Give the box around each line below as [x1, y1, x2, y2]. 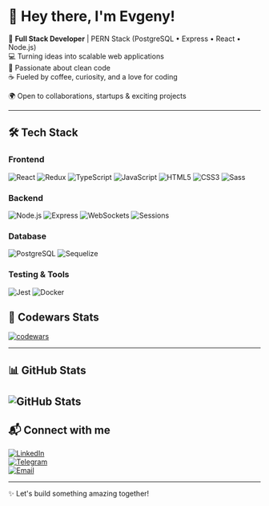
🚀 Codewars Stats [8, 310, 99, 324]
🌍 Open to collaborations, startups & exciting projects [8, 91, 187, 100]
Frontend [8, 154, 45, 165]
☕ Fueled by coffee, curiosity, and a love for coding [8, 71, 178, 81]
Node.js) [8, 42, 37, 51]
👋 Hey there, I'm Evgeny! [8, 7, 176, 26]
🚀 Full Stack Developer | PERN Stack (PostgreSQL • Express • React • [8, 34, 242, 43]
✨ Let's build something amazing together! [8, 488, 150, 498]
